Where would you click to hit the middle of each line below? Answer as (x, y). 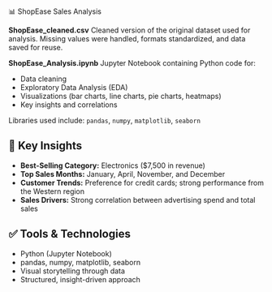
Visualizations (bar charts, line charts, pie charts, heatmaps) (121, 96)
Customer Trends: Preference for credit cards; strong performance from (142, 182)
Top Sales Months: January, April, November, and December (123, 174)
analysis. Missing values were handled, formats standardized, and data (127, 39)
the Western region (52, 191)
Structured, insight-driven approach (80, 279)
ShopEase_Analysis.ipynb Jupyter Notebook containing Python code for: (132, 63)
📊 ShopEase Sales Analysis (55, 11)
